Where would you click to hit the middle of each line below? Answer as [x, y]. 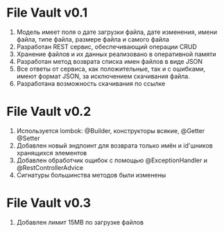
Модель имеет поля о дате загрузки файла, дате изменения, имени [117, 32]
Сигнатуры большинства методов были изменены [91, 175]
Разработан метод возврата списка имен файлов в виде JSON [109, 61]
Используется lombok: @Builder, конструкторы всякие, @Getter [111, 130]
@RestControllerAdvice [50, 167]
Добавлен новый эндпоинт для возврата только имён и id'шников [114, 145]
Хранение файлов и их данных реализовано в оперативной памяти [116, 54]
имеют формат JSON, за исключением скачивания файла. [103, 76]
